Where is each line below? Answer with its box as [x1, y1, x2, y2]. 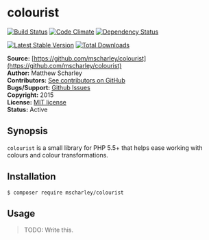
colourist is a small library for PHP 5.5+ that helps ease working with [7, 143, 204, 152]
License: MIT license [7, 98, 66, 106]
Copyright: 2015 [7, 91, 54, 99]
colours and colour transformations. [7, 151, 108, 159]
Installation [7, 171, 56, 183]
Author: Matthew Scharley [7, 69, 82, 77]
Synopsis [7, 125, 48, 137]
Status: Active [7, 105, 48, 113]
